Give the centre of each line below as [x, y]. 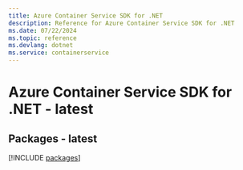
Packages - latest [53, 138]
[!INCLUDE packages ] [45, 158]
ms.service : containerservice [59, 53]
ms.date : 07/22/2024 [43, 30]
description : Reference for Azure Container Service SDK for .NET [121, 23]
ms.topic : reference [43, 38]
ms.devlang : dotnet [41, 45]
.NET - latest [51, 109]
